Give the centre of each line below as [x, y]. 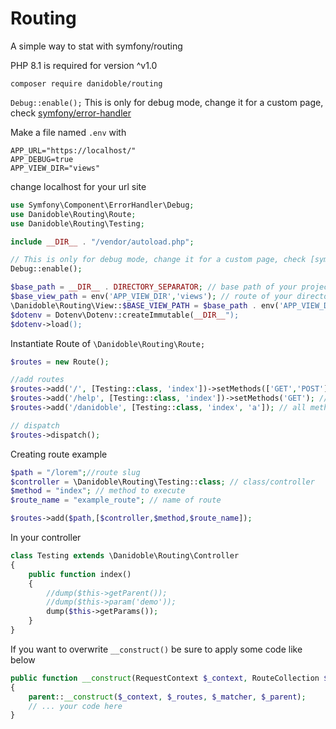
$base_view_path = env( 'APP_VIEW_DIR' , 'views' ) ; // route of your [151, 297]
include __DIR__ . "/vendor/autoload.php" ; [102, 242]
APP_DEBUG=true [42, 159]
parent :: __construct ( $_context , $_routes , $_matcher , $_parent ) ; [167, 697]
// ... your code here [75, 706]
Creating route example [59, 454]
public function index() [80, 574]
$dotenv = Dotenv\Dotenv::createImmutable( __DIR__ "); [125, 315]
